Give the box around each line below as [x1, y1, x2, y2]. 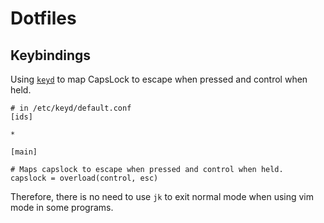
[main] [10, 147, 38, 157]
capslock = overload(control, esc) [10, 173, 159, 183]
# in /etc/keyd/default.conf [10, 103, 132, 113]
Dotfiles [10, 7, 77, 30]
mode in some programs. [10, 202, 114, 213]
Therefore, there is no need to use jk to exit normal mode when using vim [10, 191, 315, 202]
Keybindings [10, 47, 92, 64]
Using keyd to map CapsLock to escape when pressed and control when [10, 73, 308, 85]
